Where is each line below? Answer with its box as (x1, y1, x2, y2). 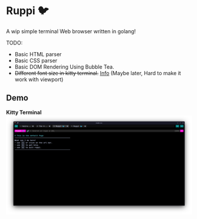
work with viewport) (14, 76, 64, 83)
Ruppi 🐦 (6, 4, 49, 18)
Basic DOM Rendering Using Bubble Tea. (14, 63, 114, 70)
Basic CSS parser (14, 57, 58, 64)
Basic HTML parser (14, 50, 62, 57)
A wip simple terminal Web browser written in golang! (6, 27, 136, 35)
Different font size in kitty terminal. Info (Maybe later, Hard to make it (14, 69, 181, 76)
